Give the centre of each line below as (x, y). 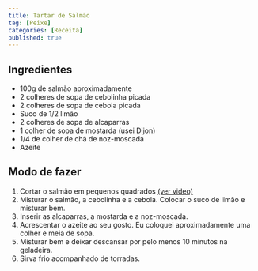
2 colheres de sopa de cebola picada (80, 105)
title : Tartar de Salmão (49, 15)
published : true (35, 38)
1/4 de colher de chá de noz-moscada (82, 139)
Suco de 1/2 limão (49, 114)
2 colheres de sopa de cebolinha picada (85, 97)
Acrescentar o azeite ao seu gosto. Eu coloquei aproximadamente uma (135, 224)
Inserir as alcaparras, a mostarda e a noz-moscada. (104, 216)
